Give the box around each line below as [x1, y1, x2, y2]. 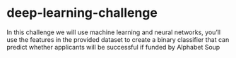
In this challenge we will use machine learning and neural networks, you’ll [6, 28, 220, 36]
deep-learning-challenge [6, 5, 158, 21]
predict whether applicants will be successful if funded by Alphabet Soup [6, 43, 220, 51]
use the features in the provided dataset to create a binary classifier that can [6, 35, 230, 43]
